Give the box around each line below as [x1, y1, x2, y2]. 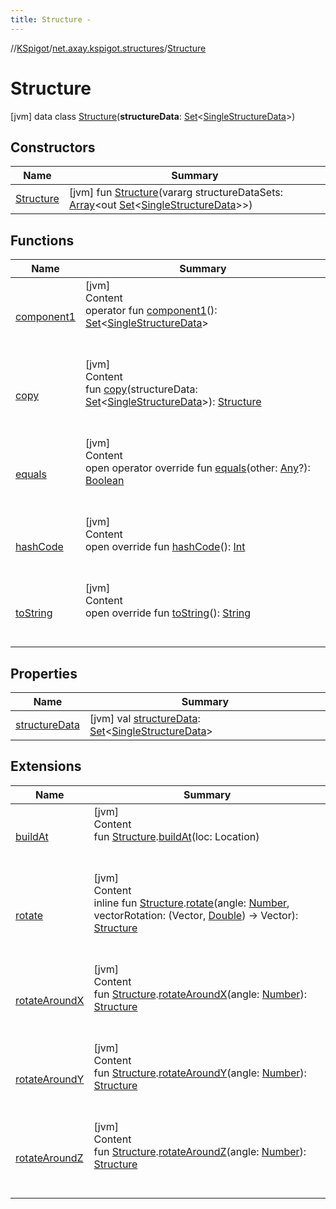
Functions [10, 232, 75, 249]
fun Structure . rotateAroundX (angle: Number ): [93, 987, 307, 1001]
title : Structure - [10, 14, 92, 25]
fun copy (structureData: [84, 382, 198, 396]
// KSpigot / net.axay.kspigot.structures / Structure [10, 42, 207, 54]
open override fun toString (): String [84, 606, 252, 620]
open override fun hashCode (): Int [84, 540, 246, 554]
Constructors [10, 139, 96, 156]
